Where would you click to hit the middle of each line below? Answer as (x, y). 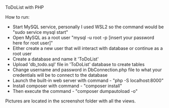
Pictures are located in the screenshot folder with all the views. (71, 101)
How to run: (17, 17)
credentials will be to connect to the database (60, 75)
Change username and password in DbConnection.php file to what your (87, 70)
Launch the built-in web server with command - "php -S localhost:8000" (88, 80)
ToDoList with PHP (24, 7)
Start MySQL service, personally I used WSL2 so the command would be (88, 27)
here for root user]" (33, 43)
